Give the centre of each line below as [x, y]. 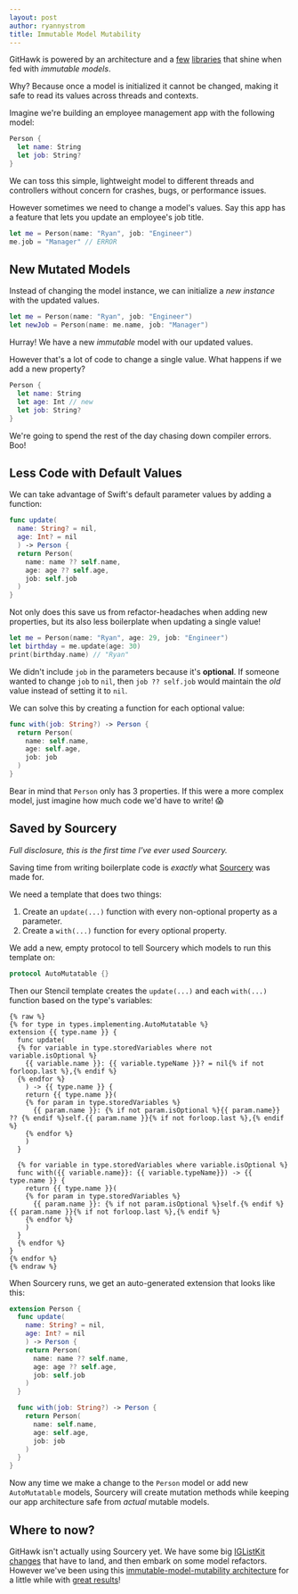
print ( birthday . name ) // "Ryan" [69, 654]
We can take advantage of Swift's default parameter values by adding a [141, 494]
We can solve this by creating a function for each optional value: [127, 708]
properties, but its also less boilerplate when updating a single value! [135, 622]
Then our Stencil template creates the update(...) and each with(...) [138, 991]
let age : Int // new [55, 402]
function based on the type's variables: [81, 1000]
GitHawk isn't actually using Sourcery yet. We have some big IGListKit [137, 1551]
